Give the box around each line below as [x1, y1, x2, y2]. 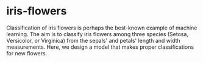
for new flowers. [6, 49, 48, 57]
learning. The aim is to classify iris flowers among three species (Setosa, [6, 30, 189, 37]
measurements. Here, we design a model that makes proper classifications [6, 43, 194, 51]
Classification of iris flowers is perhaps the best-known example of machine [6, 24, 198, 31]
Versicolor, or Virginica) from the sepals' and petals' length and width [6, 37, 181, 44]
